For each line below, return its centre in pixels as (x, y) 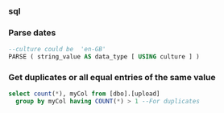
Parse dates (32, 32)
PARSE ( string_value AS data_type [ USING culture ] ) (104, 57)
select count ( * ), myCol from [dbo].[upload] (84, 94)
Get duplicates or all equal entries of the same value (112, 77)
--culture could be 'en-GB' (57, 50)
